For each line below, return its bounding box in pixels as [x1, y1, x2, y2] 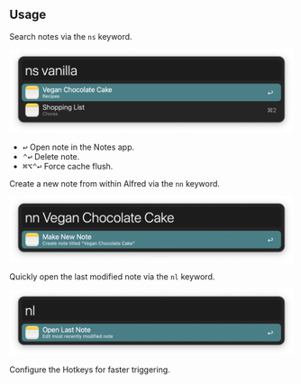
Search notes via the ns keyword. [9, 31, 132, 41]
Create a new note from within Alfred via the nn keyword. [9, 178, 221, 188]
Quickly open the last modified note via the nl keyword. [9, 271, 215, 282]
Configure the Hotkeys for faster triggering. [9, 364, 171, 375]
